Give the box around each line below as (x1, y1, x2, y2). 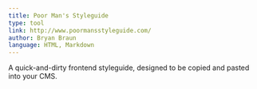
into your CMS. (8, 72, 57, 81)
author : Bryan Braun (8, 33, 77, 42)
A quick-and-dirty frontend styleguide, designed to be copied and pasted (8, 63, 250, 72)
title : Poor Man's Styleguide (8, 11, 109, 20)
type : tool (8, 19, 45, 27)
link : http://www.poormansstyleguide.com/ (8, 26, 152, 34)
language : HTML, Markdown (8, 41, 94, 49)
